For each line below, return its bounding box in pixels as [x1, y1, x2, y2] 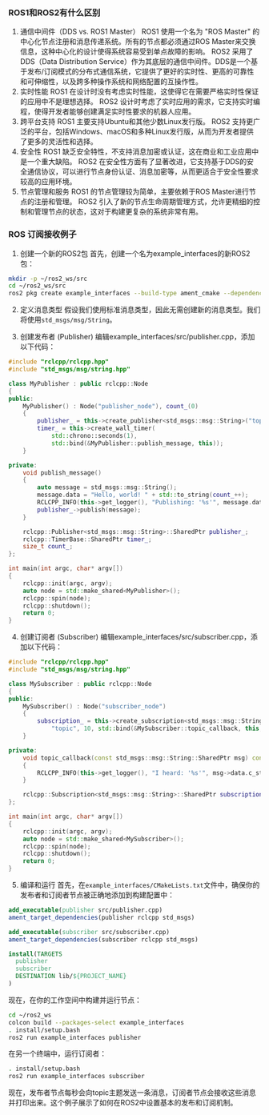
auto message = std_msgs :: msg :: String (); [37, 483, 178, 491]
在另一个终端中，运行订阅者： [8, 1049, 106, 1058]
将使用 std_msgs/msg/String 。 [19, 315, 117, 325]
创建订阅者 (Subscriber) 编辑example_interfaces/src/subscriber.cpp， [19, 632, 251, 642]
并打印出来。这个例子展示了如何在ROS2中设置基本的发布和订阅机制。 [8, 1098, 238, 1108]
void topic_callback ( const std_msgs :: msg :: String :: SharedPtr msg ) [22, 754, 249, 762]
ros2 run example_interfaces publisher [8, 1033, 142, 1041]
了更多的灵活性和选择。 [19, 137, 98, 146]
